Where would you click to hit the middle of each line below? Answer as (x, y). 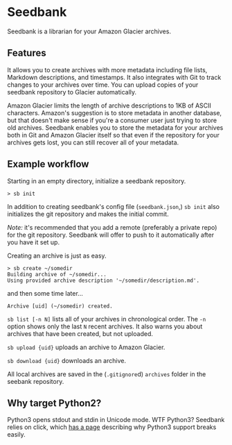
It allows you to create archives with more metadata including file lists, (107, 69)
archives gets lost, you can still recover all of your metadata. (93, 142)
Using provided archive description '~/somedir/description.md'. (103, 280)
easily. (16, 435)
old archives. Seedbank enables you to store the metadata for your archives (115, 127)
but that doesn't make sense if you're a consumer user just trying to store (112, 120)
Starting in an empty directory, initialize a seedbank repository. (97, 180)
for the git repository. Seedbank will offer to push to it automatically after (111, 235)
